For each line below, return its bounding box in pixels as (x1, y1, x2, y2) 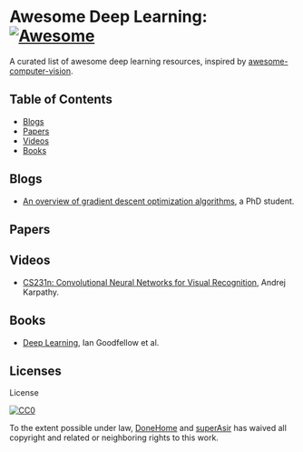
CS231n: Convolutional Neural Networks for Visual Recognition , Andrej (22, 276, 286, 287)
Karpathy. (22, 286, 60, 297)
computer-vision (9, 65, 71, 76)
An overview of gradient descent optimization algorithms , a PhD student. (22, 196, 295, 206)
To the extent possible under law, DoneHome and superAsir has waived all (9, 423, 288, 434)
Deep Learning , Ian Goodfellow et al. (22, 336, 160, 347)
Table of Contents (9, 92, 113, 107)
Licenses (9, 363, 62, 378)
